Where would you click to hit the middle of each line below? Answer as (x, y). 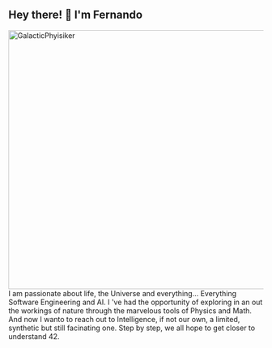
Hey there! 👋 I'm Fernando (76, 15)
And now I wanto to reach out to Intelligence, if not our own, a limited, (124, 319)
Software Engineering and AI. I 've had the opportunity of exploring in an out (136, 302)
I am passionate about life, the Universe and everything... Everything (123, 293)
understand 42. (34, 336)
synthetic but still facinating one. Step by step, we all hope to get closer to (132, 328)
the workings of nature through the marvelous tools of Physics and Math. (130, 310)
